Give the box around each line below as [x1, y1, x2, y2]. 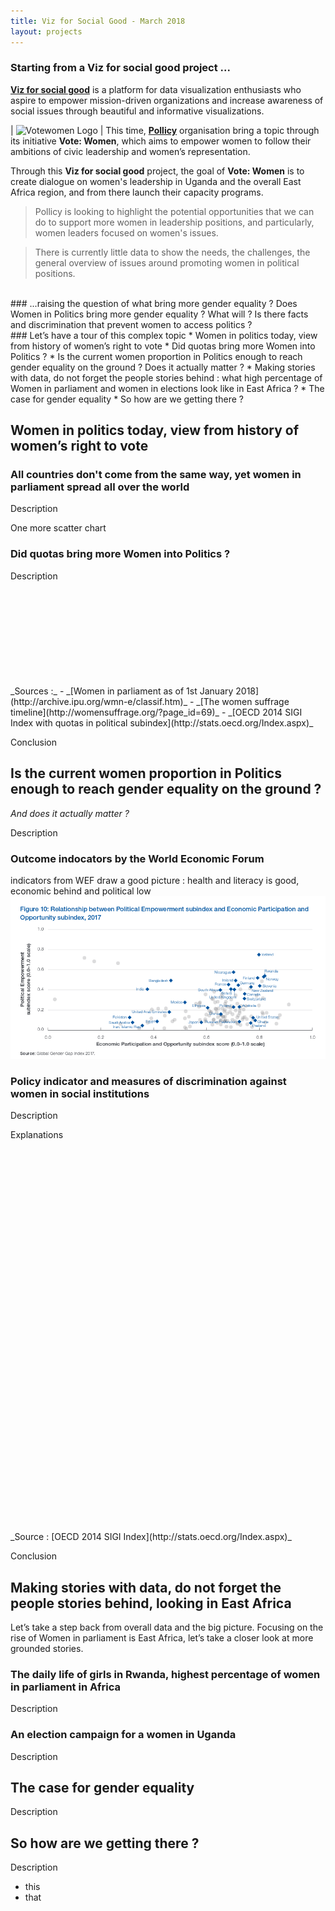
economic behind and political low [10, 885, 152, 897]
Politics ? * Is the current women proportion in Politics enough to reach [10, 350, 303, 362]
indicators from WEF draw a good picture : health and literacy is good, [10, 874, 300, 886]
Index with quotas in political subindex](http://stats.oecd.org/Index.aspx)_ [10, 716, 314, 729]
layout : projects [10, 26, 83, 37]
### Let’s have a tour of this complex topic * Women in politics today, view [10, 329, 318, 341]
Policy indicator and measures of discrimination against [10, 1074, 287, 1088]
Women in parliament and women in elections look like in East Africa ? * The [10, 382, 325, 394]
